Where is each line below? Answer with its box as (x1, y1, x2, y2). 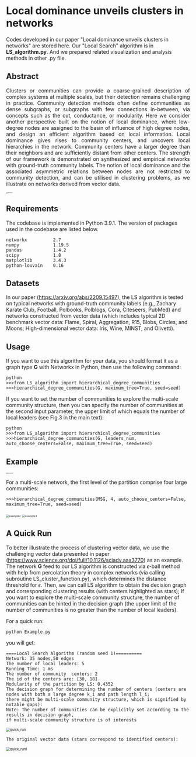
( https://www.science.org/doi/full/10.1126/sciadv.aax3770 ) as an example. (6, 556, 184, 563)
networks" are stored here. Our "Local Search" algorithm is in (6, 42, 154, 49)
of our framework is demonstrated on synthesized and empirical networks (6, 155, 190, 162)
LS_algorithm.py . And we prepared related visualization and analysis (6, 48, 172, 55)
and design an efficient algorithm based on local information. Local (6, 130, 190, 137)
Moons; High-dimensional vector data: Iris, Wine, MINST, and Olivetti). (6, 325, 175, 332)
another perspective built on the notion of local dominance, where (6, 118, 177, 125)
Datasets (6, 278, 40, 288)
